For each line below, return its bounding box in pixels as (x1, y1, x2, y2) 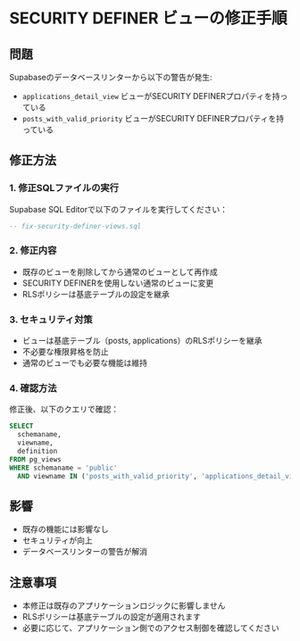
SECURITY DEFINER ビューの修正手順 (9, 8, 287, 29)
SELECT (9, 421, 34, 431)
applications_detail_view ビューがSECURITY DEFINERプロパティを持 (21, 91, 280, 101)
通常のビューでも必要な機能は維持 (21, 358, 147, 369)
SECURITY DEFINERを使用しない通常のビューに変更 (21, 278, 214, 288)
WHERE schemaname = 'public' (9, 463, 118, 472)
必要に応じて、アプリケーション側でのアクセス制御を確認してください (21, 622, 279, 634)
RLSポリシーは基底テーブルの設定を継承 (21, 288, 170, 299)
